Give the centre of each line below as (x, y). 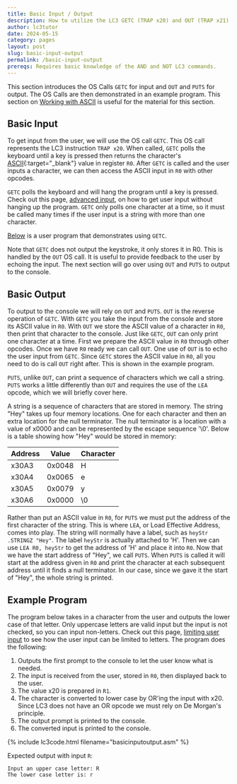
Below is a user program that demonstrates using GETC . (87, 236)
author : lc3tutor (33, 27)
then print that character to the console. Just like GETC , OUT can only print (113, 334)
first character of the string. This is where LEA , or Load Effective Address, (114, 525)
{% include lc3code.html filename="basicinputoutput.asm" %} (98, 742)
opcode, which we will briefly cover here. (68, 392)
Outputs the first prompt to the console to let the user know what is (115, 661)
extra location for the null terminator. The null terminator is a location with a (117, 421)
